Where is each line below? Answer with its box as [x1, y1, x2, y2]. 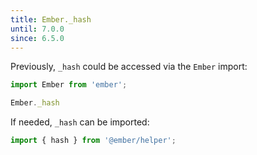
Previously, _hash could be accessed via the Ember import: [10, 61, 248, 73]
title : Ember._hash [10, 14, 92, 25]
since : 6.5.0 [10, 33, 65, 43]
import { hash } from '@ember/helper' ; [10, 136, 177, 146]
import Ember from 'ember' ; [10, 80, 128, 90]
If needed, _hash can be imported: [10, 116, 150, 128]
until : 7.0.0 [10, 24, 65, 34]
